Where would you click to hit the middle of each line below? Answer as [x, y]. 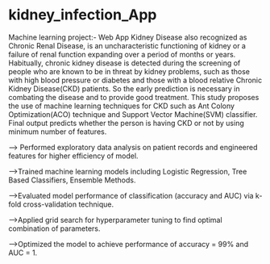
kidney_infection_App [83, 15]
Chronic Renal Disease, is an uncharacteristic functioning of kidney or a [127, 45]
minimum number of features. [58, 132]
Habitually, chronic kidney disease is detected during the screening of [125, 63]
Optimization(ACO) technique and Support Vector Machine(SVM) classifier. [133, 114]
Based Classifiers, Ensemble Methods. [72, 180]
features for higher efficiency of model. [73, 156]
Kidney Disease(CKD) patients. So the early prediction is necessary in [124, 88]
